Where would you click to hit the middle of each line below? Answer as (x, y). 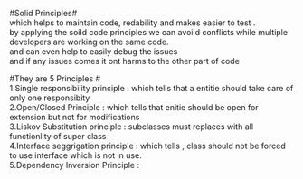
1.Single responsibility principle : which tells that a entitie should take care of (151, 88)
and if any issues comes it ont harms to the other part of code (124, 61)
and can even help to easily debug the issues (94, 52)
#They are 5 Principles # (55, 79)
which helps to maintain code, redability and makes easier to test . (133, 23)
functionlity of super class (58, 136)
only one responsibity (50, 98)
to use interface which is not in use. (76, 155)
